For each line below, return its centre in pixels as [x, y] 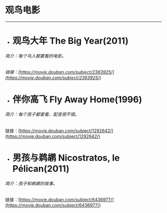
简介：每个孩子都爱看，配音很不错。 [42, 114]
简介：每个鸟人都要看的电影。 [36, 56]
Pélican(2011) [41, 169]
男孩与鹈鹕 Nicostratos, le [66, 158]
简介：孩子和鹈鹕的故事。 [31, 183]
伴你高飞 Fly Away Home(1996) [77, 99]
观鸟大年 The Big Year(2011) [70, 41]
